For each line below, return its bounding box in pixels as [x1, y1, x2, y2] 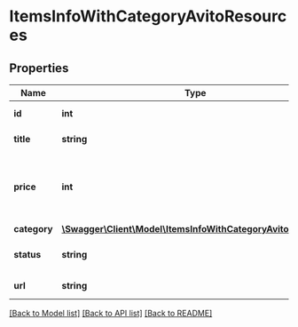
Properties [9, 60, 69, 76]
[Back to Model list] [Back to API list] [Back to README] [9, 308, 213, 318]
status [13, 249, 42, 260]
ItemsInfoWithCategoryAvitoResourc [9, 6, 287, 27]
